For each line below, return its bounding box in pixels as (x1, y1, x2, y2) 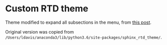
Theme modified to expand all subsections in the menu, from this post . (5, 19, 152, 25)
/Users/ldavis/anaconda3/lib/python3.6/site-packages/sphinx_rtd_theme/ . (5, 34, 162, 40)
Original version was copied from (5, 29, 74, 35)
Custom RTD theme (5, 3, 89, 14)
